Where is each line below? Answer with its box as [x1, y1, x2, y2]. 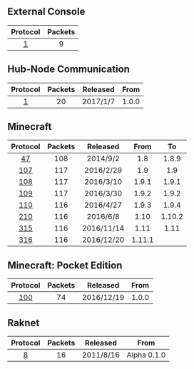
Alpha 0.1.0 [126, 350, 166, 360]
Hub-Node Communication [7, 64, 131, 76]
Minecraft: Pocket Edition [7, 259, 123, 271]
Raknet [7, 317, 40, 329]
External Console [7, 6, 86, 18]
